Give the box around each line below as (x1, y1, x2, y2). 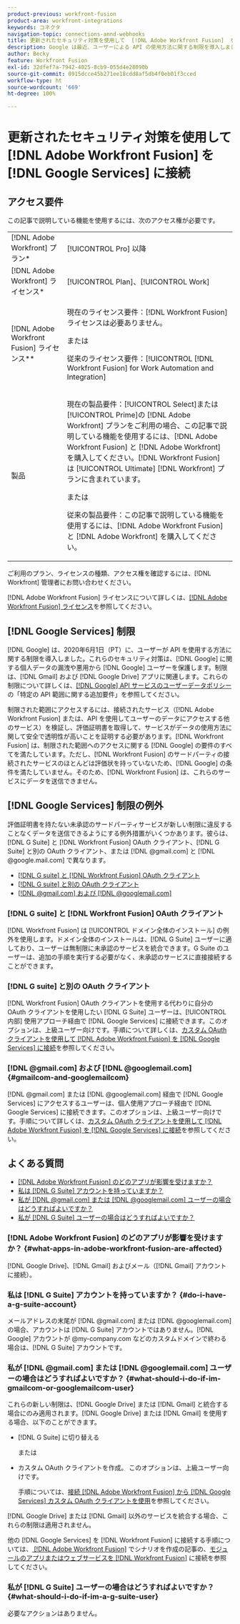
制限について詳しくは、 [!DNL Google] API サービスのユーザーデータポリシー (7, 680, 232, 690)
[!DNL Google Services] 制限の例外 (7, 800, 164, 812)
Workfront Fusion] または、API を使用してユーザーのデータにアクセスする (7, 714, 224, 723)
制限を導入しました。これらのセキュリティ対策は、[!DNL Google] (26, 654, 219, 663)
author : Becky (7, 51, 50, 58)
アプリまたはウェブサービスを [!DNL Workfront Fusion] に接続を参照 (26, 1554, 227, 1563)
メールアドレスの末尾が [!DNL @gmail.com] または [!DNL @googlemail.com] (7, 1317, 232, 1325)
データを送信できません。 (26, 776, 101, 785)
